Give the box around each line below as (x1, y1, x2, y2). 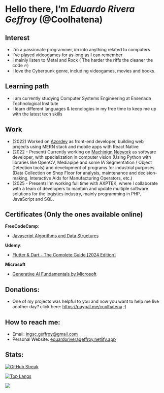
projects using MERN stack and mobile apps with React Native (12, 143, 139, 149)
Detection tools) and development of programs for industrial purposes (12, 164, 155, 171)
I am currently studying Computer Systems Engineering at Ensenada (12, 95, 151, 101)
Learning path (5, 82, 49, 91)
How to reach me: (5, 318, 61, 326)
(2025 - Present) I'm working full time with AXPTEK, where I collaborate (12, 180, 158, 186)
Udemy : (5, 243, 22, 249)
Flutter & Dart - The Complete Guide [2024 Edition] (12, 252, 116, 258)
